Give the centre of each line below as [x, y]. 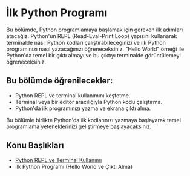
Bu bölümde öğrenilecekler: [60, 81]
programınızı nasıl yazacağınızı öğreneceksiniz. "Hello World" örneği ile [95, 49]
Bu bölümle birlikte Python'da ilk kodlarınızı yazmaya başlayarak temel [94, 120]
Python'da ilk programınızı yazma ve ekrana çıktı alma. [83, 108]
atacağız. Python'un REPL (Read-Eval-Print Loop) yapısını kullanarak [92, 36]
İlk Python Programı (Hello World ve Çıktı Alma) [74, 166]
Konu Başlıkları [35, 145]
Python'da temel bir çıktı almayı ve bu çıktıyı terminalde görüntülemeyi [94, 55]
